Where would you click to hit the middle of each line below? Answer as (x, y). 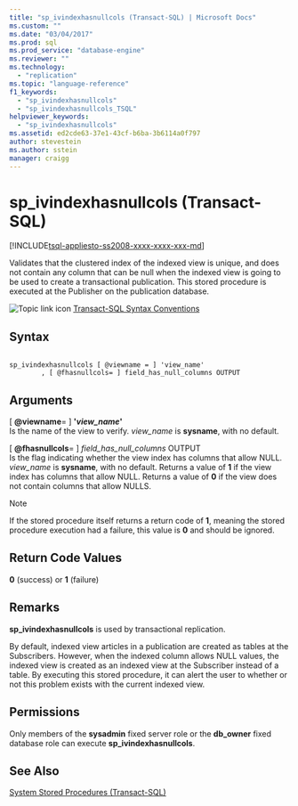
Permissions (44, 712)
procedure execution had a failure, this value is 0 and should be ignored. (142, 530)
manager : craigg (39, 158)
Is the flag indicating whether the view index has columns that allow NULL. (146, 458)
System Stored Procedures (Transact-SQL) (88, 793)
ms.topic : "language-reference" (69, 84)
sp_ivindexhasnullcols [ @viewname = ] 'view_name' (107, 365)
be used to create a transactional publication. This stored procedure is (138, 282)
